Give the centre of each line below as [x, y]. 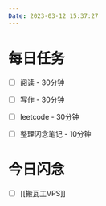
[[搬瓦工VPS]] [43, 193]
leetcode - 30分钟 [49, 116]
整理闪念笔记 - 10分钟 [55, 133]
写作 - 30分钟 [42, 99]
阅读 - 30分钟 [42, 82]
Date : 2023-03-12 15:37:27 [53, 16]
